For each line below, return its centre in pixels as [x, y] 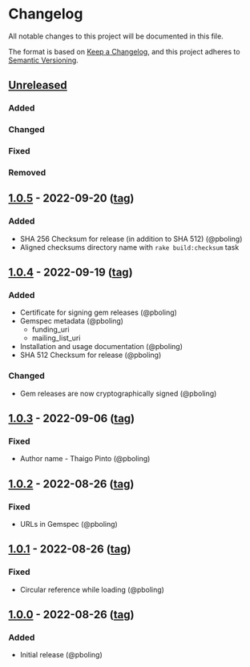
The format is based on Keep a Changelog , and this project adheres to [124, 51]
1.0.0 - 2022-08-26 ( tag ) [71, 615]
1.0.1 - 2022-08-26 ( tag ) [70, 549]
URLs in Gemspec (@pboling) [69, 524]
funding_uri [50, 330]
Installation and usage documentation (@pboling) [101, 347]
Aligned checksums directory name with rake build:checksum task [129, 247]
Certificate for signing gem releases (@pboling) [99, 312]
